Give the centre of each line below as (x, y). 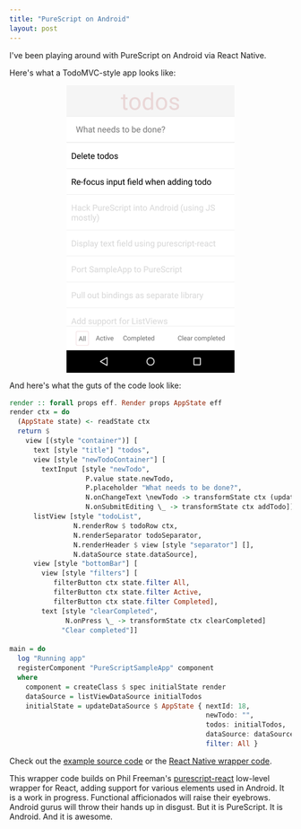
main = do (28, 649)
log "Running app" (52, 659)
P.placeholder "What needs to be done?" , (164, 488)
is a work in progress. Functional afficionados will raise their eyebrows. (140, 797)
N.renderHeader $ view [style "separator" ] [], (163, 545)
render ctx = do (39, 412)
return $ (34, 431)
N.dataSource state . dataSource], (136, 554)
